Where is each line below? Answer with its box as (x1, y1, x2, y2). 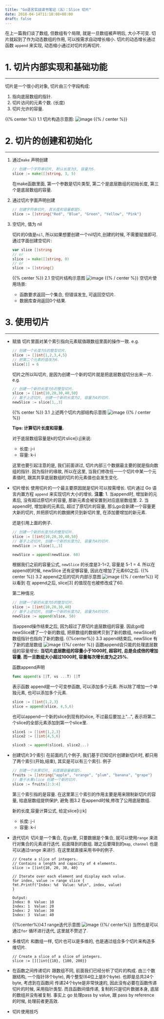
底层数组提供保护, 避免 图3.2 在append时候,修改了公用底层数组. (23, 797, 151, 803)
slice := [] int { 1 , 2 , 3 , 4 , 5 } (12, 353, 67, 357)
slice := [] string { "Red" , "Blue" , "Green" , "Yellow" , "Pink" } (12, 212, 142, 216)
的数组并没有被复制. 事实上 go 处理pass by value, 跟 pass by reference (12, 992, 155, 998)
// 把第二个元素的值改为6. (12, 357, 60, 362)
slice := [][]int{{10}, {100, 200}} (12, 958, 87, 963)
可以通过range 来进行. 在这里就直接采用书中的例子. (12, 847, 115, 853)
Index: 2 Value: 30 (12, 908, 54, 913)
